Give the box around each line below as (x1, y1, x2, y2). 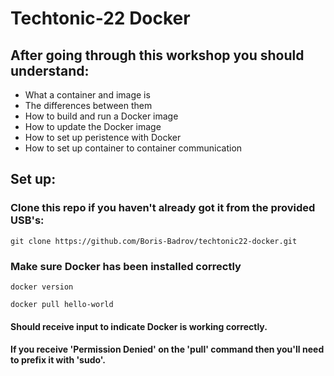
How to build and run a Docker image (24, 110, 179, 122)
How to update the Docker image (24, 121, 162, 132)
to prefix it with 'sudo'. (10, 354, 106, 366)
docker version (10, 282, 74, 292)
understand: (10, 62, 90, 79)
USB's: (10, 213, 45, 227)
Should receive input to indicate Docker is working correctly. (10, 320, 268, 332)
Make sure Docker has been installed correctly (10, 259, 242, 273)
